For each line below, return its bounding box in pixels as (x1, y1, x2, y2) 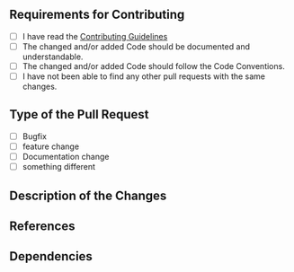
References (9, 218, 76, 233)
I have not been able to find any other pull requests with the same (22, 71, 266, 82)
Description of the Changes (9, 188, 167, 203)
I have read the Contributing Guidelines (22, 31, 168, 41)
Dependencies (9, 249, 93, 264)
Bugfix (22, 130, 48, 142)
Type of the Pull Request (9, 107, 149, 122)
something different (22, 162, 96, 172)
